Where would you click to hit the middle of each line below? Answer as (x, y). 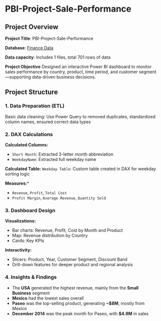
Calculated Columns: (27, 144)
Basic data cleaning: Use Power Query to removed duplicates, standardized (80, 116)
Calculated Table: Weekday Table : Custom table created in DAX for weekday (80, 169)
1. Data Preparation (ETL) (35, 106)
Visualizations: (21, 221)
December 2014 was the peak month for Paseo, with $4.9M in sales (80, 313)
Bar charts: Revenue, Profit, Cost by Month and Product (67, 230)
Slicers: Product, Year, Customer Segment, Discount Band (70, 259)
